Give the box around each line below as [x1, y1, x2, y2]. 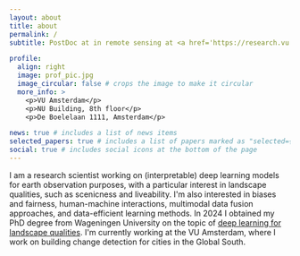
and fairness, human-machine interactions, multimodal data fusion [9, 198, 254, 209]
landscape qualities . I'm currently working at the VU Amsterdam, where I [9, 226, 277, 237]
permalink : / [9, 30, 58, 38]
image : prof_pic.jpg [17, 71, 94, 81]
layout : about [9, 13, 62, 22]
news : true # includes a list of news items [9, 129, 178, 138]
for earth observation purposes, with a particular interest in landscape [9, 179, 267, 190]
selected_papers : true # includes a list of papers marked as [9, 137, 246, 146]
